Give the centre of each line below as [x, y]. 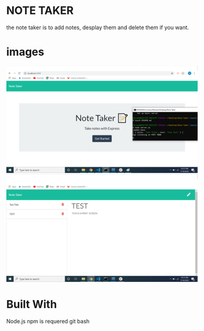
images [25, 52]
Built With [32, 305]
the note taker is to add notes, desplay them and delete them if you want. [98, 27]
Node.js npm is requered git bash [48, 321]
